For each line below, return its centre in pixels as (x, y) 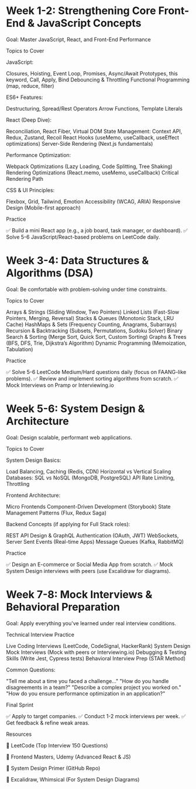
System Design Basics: (34, 460)
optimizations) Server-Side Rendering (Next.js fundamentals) (80, 143)
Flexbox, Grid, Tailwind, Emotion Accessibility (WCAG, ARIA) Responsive (93, 201)
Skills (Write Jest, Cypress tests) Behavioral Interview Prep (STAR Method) (96, 658)
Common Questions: (31, 670)
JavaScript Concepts (89, 23)
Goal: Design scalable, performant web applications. (69, 437)
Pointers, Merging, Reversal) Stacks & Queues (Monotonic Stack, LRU (90, 318)
